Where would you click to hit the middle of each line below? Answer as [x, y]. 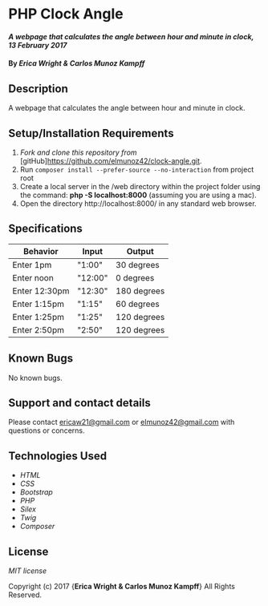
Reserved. [25, 595]
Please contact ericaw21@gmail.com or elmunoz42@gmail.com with [122, 422]
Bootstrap [37, 492]
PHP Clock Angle [66, 14]
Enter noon [33, 277]
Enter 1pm [32, 265]
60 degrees [138, 304]
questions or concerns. [47, 430]
